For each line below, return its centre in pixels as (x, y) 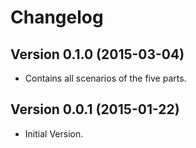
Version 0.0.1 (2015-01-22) (95, 109)
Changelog (57, 17)
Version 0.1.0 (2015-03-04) (97, 54)
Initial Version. (54, 133)
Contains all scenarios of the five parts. (105, 78)
